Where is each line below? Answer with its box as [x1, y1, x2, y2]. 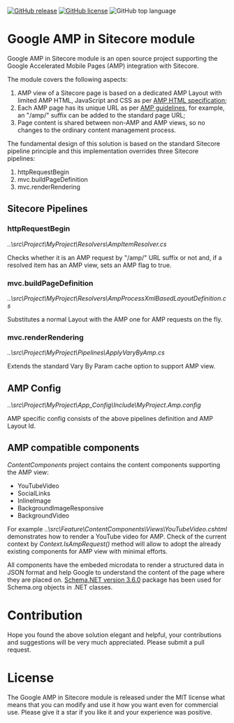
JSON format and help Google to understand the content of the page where [7, 568, 225, 576]
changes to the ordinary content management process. [17, 126, 177, 134]
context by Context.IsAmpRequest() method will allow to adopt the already [7, 539, 221, 548]
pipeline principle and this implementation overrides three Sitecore [7, 147, 199, 155]
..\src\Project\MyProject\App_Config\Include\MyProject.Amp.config [7, 401, 201, 409]
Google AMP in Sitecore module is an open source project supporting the [7, 54, 218, 62]
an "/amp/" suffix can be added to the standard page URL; [17, 110, 186, 119]
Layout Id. [7, 422, 36, 430]
